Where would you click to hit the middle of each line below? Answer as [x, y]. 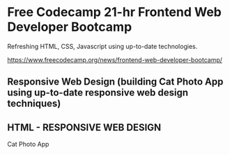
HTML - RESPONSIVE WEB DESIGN [84, 127]
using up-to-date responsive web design [98, 93]
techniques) [34, 104]
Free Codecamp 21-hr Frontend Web [114, 12]
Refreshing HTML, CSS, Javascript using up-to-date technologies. [102, 46]
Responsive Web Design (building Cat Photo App [115, 82]
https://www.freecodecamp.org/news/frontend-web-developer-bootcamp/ [115, 59]
